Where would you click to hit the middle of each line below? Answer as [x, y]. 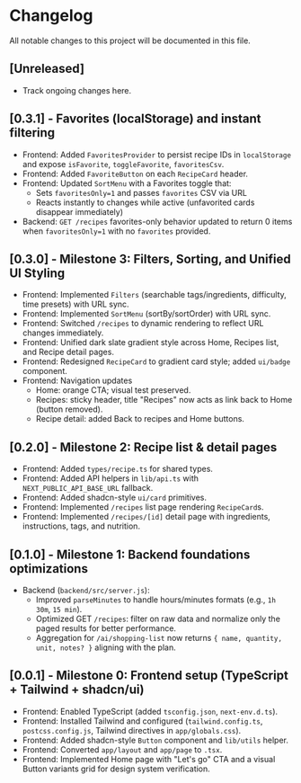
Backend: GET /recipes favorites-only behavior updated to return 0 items [157, 221]
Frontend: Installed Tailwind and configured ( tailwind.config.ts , [142, 721]
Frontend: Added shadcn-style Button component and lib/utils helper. [155, 740]
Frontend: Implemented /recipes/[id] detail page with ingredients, [146, 517]
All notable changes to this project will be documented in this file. [130, 40]
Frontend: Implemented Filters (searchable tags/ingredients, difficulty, [155, 295]
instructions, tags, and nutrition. [81, 526]
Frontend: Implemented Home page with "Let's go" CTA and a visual [149, 759]
